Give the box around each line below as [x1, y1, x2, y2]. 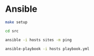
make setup [5, 20, 28, 25]
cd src [5, 28, 19, 33]
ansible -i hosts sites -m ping [5, 37, 72, 42]
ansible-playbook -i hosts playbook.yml [5, 46, 90, 51]
